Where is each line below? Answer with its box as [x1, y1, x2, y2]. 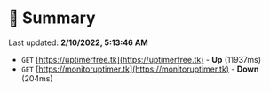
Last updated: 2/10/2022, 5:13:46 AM [8, 37, 148, 48]
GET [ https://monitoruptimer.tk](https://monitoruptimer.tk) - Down [20, 64, 259, 74]
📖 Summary [8, 8, 96, 28]
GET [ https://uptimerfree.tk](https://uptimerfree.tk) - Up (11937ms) [20, 54, 261, 64]
